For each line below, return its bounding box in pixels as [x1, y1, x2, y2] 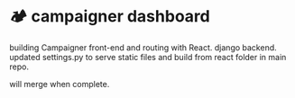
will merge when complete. [9, 78, 110, 89]
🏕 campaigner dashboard [9, 6, 210, 27]
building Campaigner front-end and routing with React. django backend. [9, 41, 277, 53]
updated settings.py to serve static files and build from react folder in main [9, 51, 287, 62]
